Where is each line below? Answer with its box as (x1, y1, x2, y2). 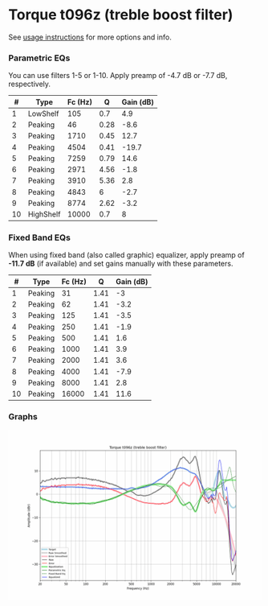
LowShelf (27, 109, 59, 118)
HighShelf (27, 209, 61, 219)
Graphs (8, 411, 38, 423)
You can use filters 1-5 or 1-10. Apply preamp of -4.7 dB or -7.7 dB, (8, 71, 228, 80)
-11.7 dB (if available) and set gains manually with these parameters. (8, 259, 233, 269)
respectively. (8, 79, 51, 89)
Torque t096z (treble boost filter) (8, 6, 233, 24)
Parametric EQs (8, 52, 71, 64)
